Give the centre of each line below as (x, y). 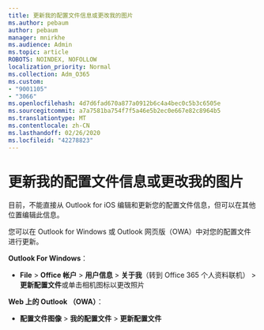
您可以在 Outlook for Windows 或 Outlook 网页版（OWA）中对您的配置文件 (130, 232)
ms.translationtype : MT (47, 118)
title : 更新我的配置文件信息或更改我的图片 (71, 15)
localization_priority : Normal (60, 67)
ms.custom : (26, 81)
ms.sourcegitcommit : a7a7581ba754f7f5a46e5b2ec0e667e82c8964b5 (115, 111)
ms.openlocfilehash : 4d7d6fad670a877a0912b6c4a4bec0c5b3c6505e (115, 103)
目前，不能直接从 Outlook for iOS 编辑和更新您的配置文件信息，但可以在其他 (132, 205)
